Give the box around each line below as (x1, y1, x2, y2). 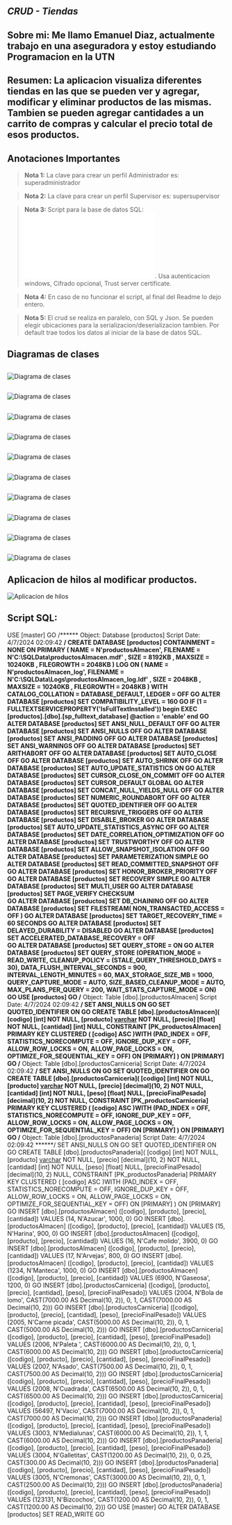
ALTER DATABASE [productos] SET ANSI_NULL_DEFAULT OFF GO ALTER (7, 719, 220, 727)
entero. (24, 300, 45, 308)
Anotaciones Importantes (7, 152, 120, 164)
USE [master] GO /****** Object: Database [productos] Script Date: (7, 631, 201, 639)
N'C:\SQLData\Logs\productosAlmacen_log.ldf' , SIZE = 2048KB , (7, 675, 201, 684)
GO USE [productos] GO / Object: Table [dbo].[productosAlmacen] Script (7, 992, 217, 1001)
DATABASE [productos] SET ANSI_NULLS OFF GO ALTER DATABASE (7, 727, 208, 735)
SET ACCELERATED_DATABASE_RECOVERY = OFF (7, 933, 155, 942)
